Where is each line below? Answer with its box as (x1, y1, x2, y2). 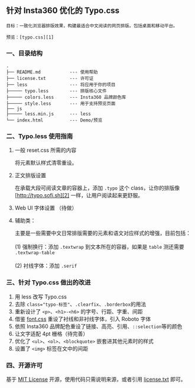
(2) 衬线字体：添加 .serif (14, 262, 77, 270)
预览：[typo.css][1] (6, 34, 54, 40)
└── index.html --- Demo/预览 (6, 117, 103, 123)
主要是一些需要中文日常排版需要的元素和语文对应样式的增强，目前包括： (14, 230, 191, 237)
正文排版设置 (14, 172, 46, 179)
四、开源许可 (6, 361, 43, 369)
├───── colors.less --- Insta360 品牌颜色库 (6, 94, 126, 101)
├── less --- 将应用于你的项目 (6, 82, 116, 88)
